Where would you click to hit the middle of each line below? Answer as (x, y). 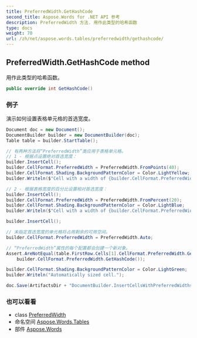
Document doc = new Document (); (45, 130)
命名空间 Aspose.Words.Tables (52, 322)
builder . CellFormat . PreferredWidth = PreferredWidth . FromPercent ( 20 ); (94, 200)
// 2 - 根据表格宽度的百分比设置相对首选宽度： (57, 189)
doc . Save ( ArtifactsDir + (36, 286)
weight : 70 (19, 33)
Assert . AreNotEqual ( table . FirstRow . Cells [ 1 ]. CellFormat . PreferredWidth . (97, 253)
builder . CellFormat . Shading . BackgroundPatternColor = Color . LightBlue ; (95, 205)
